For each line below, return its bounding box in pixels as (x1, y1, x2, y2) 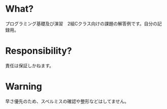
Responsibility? (5, 45, 72, 57)
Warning (5, 81, 42, 92)
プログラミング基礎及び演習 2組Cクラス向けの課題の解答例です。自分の (5, 20, 158, 26)
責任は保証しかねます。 (5, 62, 54, 69)
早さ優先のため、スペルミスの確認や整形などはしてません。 (5, 98, 129, 104)
